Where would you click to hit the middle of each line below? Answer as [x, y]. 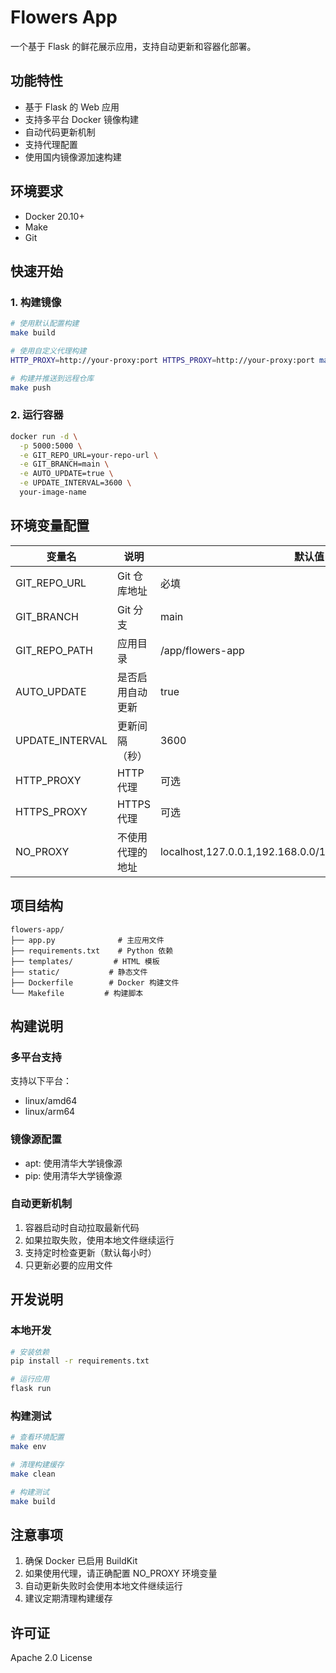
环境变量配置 [50, 526]
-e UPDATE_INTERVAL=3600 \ [75, 483]
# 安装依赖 [30, 1352]
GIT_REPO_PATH [54, 650]
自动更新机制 [41, 1204]
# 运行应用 [30, 1379]
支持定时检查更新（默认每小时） [90, 1252]
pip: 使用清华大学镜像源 [73, 1175]
